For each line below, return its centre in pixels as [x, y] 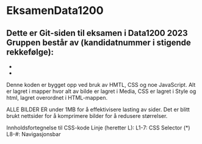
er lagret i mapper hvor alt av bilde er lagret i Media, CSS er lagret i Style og [101, 91]
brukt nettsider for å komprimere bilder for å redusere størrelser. [87, 116]
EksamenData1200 [55, 11]
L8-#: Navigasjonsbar [34, 134]
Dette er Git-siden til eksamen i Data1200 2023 [97, 33]
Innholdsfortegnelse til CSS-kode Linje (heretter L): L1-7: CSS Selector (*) [98, 128]
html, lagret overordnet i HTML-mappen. [57, 98]
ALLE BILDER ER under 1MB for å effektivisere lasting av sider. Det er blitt [98, 109]
